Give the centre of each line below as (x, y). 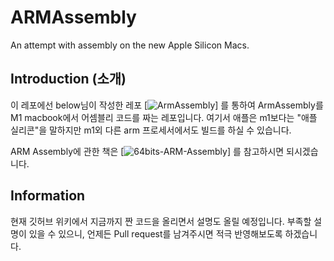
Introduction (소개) (68, 79)
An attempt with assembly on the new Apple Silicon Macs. (130, 45)
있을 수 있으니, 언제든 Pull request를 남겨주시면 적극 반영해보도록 (155, 233)
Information (48, 196)
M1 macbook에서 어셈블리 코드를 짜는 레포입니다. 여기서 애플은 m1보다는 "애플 (164, 117)
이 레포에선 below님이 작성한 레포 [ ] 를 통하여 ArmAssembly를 (167, 105)
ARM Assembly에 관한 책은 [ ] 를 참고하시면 (147, 151)
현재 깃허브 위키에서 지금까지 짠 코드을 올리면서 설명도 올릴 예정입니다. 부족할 (161, 221)
